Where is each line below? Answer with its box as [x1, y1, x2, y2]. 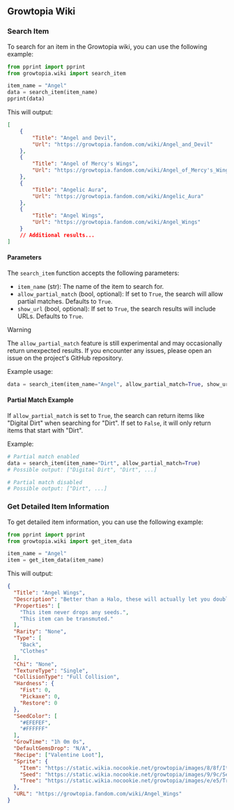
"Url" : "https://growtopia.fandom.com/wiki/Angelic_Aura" [32, 193, 204, 200]
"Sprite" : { [13, 758, 49, 765]
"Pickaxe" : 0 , [19, 693, 61, 700]
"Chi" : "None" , [13, 661, 58, 668]
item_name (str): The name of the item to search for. [17, 282, 164, 290]
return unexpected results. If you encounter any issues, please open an [7, 346, 212, 354]
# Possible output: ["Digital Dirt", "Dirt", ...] [7, 466, 157, 473]
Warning [7, 325, 31, 333]
